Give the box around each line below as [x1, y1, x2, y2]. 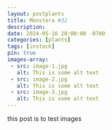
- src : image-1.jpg [10, 63, 68, 70]
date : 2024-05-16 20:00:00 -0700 [7, 30, 106, 37]
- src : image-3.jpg [10, 89, 68, 96]
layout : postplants [7, 10, 65, 18]
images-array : [7, 56, 49, 63]
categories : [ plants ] [7, 37, 71, 44]
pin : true [7, 50, 37, 57]
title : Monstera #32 [7, 17, 68, 24]
